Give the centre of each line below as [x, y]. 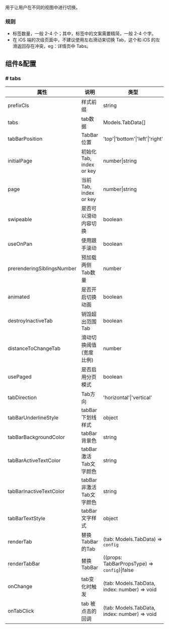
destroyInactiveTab [30, 320]
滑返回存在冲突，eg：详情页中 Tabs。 [52, 46]
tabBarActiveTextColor [34, 460]
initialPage [20, 161]
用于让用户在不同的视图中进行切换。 [43, 7]
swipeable [20, 219]
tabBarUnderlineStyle [33, 417]
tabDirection [22, 397]
